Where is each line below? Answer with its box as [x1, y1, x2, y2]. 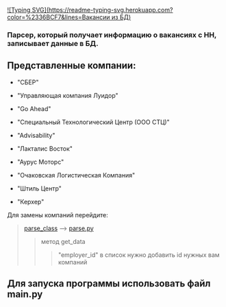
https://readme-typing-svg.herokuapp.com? [48, 6, 173, 14]
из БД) [112, 13, 131, 21]
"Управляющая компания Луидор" [16, 91, 118, 99]
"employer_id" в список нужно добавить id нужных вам [58, 250, 221, 259]
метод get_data [40, 237, 86, 245]
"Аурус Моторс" [16, 158, 64, 166]
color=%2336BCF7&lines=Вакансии [7, 13, 111, 21]
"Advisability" [16, 131, 56, 139]
